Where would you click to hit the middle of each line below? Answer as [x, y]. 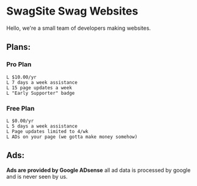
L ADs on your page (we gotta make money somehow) [72, 137]
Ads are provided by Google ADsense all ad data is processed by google [99, 170]
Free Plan [20, 108]
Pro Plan [19, 64]
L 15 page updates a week [39, 88]
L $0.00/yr [20, 121]
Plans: [19, 47]
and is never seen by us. [37, 176]
